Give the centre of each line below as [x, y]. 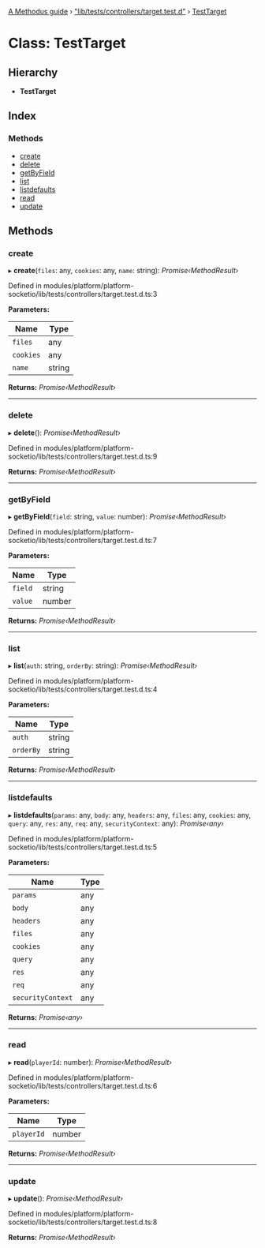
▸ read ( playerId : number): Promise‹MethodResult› [90, 1062]
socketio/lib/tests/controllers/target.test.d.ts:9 [83, 456]
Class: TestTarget [67, 43]
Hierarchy [33, 72]
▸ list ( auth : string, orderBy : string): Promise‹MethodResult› [103, 665]
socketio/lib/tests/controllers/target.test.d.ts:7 [83, 540]
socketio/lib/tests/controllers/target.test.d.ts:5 [83, 847]
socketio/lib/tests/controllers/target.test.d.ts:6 [83, 1085]
